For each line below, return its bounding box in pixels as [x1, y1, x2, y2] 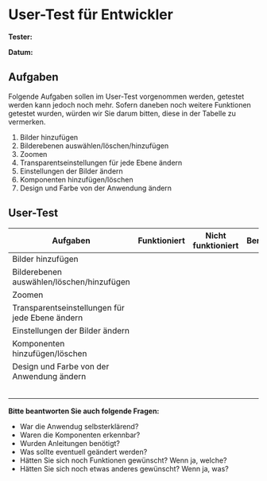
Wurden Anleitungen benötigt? [19, 438, 121, 448]
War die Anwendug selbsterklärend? [19, 421, 139, 431]
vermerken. [8, 117, 46, 127]
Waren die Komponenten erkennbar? [19, 430, 141, 440]
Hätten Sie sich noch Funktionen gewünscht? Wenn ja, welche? [19, 456, 227, 465]
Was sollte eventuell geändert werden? [19, 447, 148, 456]
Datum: [8, 47, 33, 57]
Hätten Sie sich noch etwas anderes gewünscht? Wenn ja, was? [19, 463, 229, 473]
